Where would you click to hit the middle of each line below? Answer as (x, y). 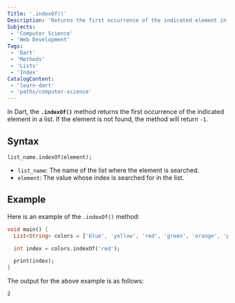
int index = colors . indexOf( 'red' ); (67, 248)
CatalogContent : (31, 79)
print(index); (34, 261)
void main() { (28, 229)
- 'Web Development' (40, 40)
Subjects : (22, 27)
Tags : (15, 46)
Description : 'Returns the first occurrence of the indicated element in (117, 20)
